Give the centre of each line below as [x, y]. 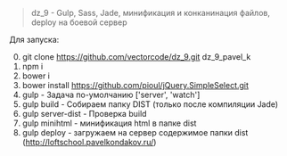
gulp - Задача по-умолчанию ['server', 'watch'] [111, 94]
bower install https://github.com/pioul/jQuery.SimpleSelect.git [135, 85]
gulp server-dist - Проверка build [84, 114]
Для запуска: [34, 40]
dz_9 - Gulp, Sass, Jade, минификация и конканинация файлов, [150, 13]
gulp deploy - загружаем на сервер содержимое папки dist [135, 132]
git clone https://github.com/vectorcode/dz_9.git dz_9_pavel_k [136, 57]
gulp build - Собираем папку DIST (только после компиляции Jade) [150, 104]
